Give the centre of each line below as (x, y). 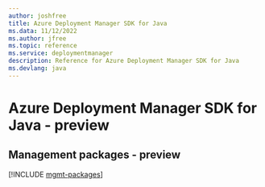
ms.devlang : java (37, 69)
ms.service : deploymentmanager (61, 53)
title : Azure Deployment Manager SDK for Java (88, 23)
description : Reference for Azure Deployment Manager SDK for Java (124, 61)
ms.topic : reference (43, 46)
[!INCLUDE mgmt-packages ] (56, 174)
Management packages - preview (95, 155)
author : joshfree (37, 16)
